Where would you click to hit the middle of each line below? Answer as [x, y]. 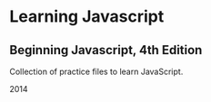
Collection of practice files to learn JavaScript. [96, 71]
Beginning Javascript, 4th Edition [106, 50]
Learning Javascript [87, 17]
